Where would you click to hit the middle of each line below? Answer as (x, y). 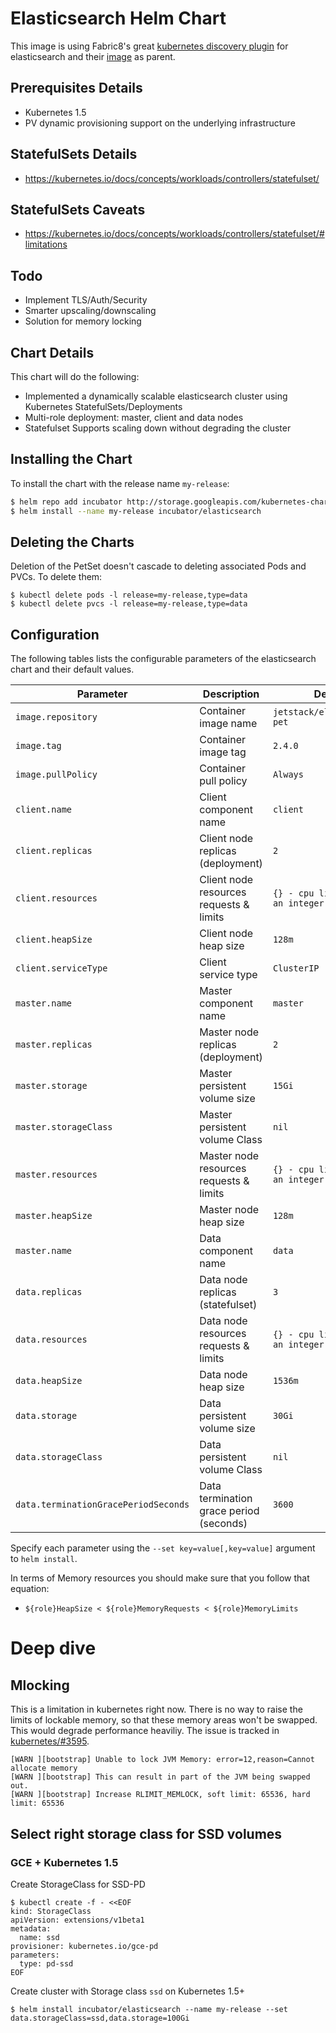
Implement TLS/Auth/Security (86, 300)
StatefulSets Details (74, 154)
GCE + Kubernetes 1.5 (64, 1862)
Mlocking (40, 1685)
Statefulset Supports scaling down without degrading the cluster (158, 428)
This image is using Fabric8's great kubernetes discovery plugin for (149, 46)
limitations (46, 244)
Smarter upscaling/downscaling (90, 311)
